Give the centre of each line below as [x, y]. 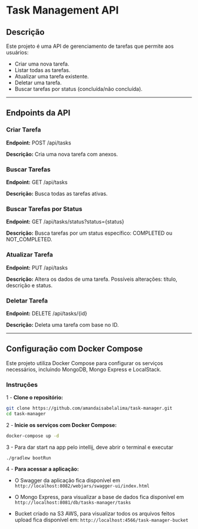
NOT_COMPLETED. [29, 239]
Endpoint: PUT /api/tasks [37, 267]
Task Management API [62, 10]
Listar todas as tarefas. [42, 70]
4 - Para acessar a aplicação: [43, 469]
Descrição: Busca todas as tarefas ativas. [57, 193]
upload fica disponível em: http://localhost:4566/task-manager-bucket [101, 520]
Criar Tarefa [24, 130]
